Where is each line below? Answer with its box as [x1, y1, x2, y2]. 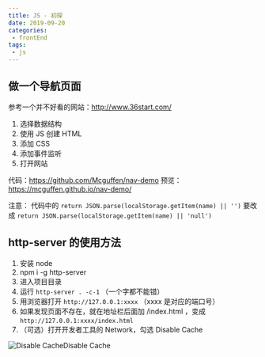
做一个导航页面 [8, 80, 81, 93]
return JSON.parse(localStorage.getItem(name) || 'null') [17, 211, 212, 220]
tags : [8, 41, 26, 49]
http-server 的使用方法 [8, 236, 121, 249]
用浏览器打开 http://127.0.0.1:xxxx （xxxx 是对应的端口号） [19, 296, 220, 306]
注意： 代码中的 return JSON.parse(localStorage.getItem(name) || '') [8, 200, 241, 210]
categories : [8, 26, 47, 34]
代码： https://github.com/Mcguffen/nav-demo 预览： [8, 175, 182, 184]
